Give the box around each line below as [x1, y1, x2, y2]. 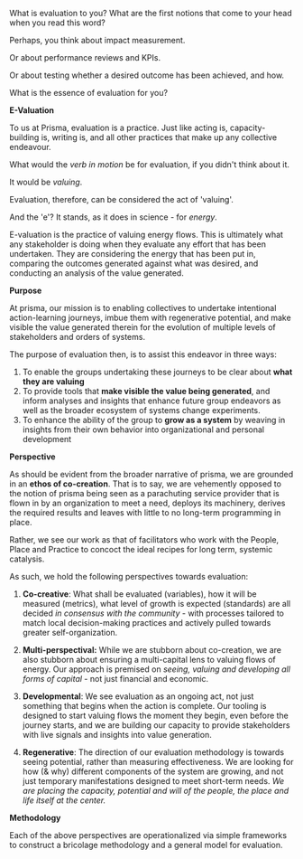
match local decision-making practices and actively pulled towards [22, 618, 271, 628]
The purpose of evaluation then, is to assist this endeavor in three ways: [9, 349, 277, 360]
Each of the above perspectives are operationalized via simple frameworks [9, 830, 287, 840]
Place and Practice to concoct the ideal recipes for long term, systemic [9, 544, 273, 554]
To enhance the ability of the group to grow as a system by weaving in [22, 415, 286, 425]
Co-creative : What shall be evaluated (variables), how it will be [22, 589, 257, 599]
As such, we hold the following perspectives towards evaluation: [9, 571, 249, 581]
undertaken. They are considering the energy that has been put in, [9, 249, 256, 259]
